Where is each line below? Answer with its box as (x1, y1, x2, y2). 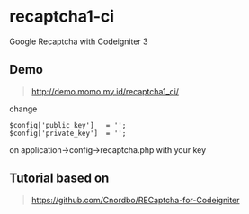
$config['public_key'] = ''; (9, 120, 127, 129)
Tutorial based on (9, 171, 110, 186)
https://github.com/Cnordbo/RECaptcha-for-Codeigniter (31, 194, 240, 205)
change (9, 103, 38, 114)
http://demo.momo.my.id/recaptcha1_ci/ (31, 85, 180, 96)
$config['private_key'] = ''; (9, 129, 127, 138)
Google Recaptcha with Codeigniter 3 (9, 36, 148, 47)
